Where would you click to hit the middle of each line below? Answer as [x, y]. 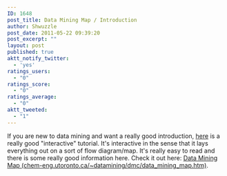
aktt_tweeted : [28, 110]
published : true [30, 52]
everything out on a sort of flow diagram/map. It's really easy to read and [111, 150]
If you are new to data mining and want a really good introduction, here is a [114, 136]
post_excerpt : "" [32, 39]
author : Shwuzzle [32, 26]
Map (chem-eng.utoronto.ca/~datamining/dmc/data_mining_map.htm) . [108, 165]
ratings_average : [32, 97]
